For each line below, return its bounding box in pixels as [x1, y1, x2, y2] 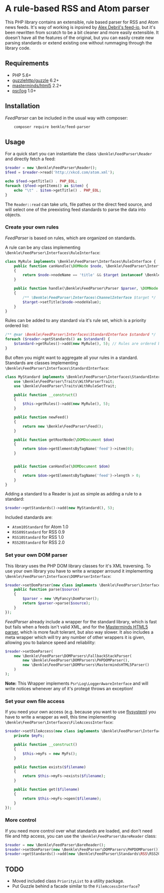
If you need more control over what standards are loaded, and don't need [5, 828, 153, 833]
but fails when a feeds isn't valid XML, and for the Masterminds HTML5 [5, 624, 148, 630]
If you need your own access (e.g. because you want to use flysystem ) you [5, 709, 156, 715]
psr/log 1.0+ [12, 87, 37, 93]
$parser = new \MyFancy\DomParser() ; [22, 596, 99, 601]
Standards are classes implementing [5, 360, 78, 365]
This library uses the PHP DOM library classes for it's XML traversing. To [5, 563, 151, 569]
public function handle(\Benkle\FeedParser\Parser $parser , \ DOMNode [14, 286, 159, 291]
